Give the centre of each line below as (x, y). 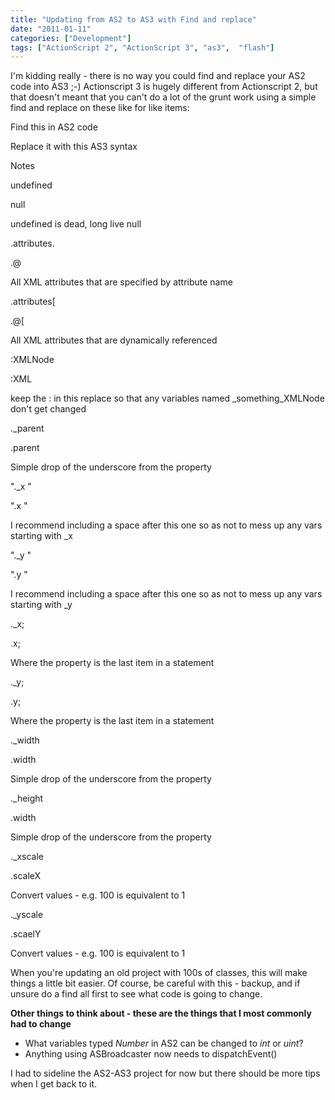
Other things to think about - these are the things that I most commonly (161, 1013)
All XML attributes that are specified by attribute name (121, 282)
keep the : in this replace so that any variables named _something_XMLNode (167, 398)
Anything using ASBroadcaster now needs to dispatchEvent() (151, 1054)
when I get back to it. (54, 1084)
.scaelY (26, 934)
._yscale (27, 915)
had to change (41, 1024)
